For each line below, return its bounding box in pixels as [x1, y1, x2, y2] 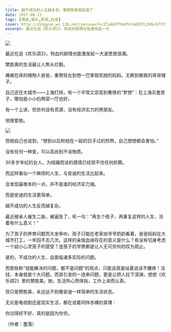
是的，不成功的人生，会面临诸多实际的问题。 [5, 254, 99, 260]
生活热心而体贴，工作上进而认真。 [56, 278, 129, 284]
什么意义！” [14, 220, 39, 226]
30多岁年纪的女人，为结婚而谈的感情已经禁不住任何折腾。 [5, 159, 127, 165]
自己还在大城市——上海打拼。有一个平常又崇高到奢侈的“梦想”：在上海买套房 [5, 90, 165, 96]
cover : [5, 21, 19, 27]
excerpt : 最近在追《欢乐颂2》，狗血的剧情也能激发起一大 [5, 26, 110, 32]
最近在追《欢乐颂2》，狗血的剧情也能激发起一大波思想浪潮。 [5, 50, 131, 57]
